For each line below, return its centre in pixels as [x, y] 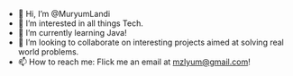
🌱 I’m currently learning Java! [73, 33]
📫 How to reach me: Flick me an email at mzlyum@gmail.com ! [134, 62]
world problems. [48, 52]
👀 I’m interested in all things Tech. [81, 23]
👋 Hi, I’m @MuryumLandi [64, 14]
